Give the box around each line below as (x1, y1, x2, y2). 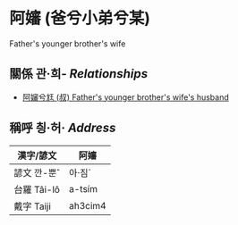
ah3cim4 (68, 199, 106, 212)
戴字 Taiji (13, 200, 52, 212)
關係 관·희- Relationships (9, 66, 149, 81)
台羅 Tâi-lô (13, 183, 61, 196)
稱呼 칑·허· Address (9, 121, 116, 136)
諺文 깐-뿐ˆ (13, 166, 61, 179)
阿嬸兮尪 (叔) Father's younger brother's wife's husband (21, 91, 230, 103)
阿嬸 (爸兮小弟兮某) (9, 8, 150, 29)
